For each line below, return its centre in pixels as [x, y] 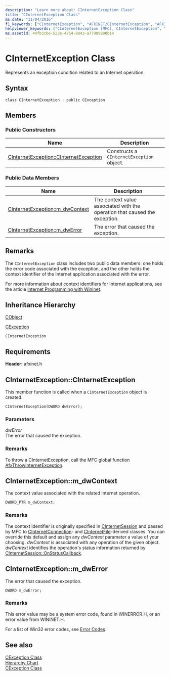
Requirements [28, 352]
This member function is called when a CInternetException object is [76, 392]
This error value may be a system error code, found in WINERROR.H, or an [83, 614]
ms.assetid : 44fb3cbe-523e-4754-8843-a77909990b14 [60, 33]
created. [14, 397]
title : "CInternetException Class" [43, 15]
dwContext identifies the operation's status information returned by [75, 548]
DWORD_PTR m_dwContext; [30, 503]
